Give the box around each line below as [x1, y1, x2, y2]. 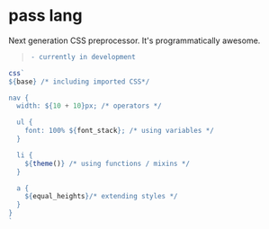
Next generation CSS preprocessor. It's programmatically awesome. [8, 35, 261, 46]
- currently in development [30, 52, 136, 61]
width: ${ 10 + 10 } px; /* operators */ [16, 101, 163, 110]
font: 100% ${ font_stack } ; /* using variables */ [24, 127, 215, 136]
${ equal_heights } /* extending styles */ [24, 192, 178, 201]
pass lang [8, 5, 83, 26]
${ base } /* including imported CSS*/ [8, 77, 150, 86]
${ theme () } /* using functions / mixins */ [24, 159, 191, 168]
